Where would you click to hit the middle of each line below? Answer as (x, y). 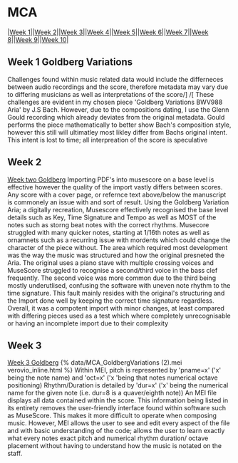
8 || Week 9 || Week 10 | (38, 39)
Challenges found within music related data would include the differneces (115, 79)
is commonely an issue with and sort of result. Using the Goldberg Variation (118, 202)
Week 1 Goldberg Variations (70, 62)
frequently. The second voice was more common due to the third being (112, 278)
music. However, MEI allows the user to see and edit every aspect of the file (119, 423)
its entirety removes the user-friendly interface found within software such (117, 408)
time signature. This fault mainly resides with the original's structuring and (116, 293)
